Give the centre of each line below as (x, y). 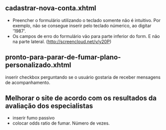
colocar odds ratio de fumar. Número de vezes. (61, 123)
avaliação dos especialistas (49, 106)
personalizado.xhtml (38, 65)
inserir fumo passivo (33, 118)
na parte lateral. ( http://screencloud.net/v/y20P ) (62, 41)
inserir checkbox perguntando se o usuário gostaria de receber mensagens (83, 77)
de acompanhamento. (28, 82)
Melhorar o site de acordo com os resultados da (81, 98)
